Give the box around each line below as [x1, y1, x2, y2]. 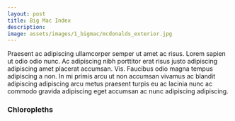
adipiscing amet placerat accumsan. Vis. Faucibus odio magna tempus [7, 64, 214, 73]
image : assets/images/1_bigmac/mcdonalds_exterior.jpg [7, 30, 173, 38]
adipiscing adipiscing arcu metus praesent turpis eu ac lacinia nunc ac [7, 79, 213, 88]
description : [7, 23, 46, 30]
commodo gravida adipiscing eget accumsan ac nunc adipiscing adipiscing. [7, 87, 229, 96]
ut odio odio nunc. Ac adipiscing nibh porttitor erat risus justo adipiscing [7, 57, 218, 66]
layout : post [7, 10, 46, 18]
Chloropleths [7, 105, 53, 115]
